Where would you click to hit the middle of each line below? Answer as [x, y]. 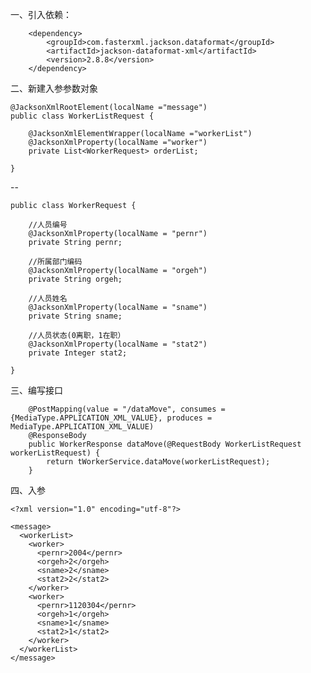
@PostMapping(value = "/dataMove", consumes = [127, 409]
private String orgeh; [75, 279]
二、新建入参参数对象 [54, 88]
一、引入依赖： [41, 14]
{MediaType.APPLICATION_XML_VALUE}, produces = [111, 418]
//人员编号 [48, 225]
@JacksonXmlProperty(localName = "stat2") [118, 344]
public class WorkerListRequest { [82, 116]
